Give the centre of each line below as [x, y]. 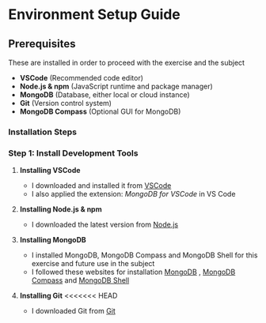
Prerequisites [42, 44]
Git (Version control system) [66, 103]
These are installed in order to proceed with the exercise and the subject [127, 62]
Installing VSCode [50, 171]
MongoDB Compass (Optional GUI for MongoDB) [100, 111]
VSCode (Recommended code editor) [82, 78]
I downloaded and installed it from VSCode [101, 186]
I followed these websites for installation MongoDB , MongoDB [133, 272]
